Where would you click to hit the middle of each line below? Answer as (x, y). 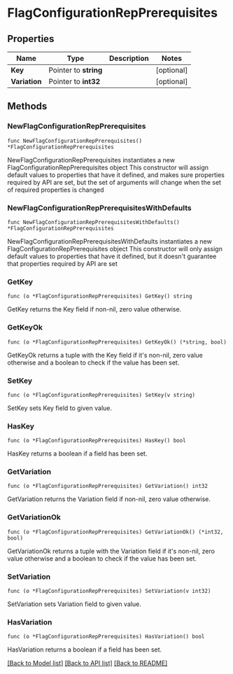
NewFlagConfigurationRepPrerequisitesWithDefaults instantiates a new (110, 241)
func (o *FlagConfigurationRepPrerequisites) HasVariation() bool (106, 637)
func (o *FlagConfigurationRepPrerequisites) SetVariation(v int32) (109, 591)
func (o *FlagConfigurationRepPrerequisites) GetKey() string (100, 296)
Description (129, 58)
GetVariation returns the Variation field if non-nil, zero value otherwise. (109, 499)
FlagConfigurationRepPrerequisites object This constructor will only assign (115, 248)
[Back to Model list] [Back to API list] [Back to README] (87, 664)
